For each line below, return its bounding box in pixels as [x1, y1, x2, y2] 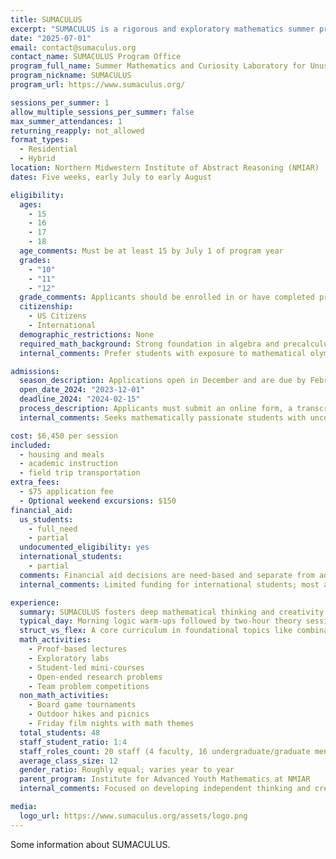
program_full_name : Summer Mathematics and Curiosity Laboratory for [10, 61, 307, 71]
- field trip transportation [19, 468, 141, 478]
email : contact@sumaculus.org [10, 42, 137, 53]
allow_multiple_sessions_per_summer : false [10, 107, 195, 117]
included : [10, 440, 52, 450]
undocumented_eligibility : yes [19, 542, 150, 553]
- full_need [28, 524, 78, 534]
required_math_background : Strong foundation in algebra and [19, 339, 280, 349]
